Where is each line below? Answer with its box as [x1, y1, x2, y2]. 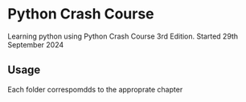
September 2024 [7, 39, 64, 49]
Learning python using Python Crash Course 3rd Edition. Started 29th [7, 31, 239, 41]
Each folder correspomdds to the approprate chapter [7, 84, 183, 94]
